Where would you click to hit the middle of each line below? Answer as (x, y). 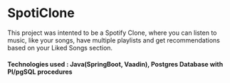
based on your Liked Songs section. (60, 48)
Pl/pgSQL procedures (40, 72)
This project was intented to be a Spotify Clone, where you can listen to (112, 33)
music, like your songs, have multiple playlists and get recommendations (114, 40)
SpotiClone (41, 13)
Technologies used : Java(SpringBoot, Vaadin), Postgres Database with (115, 64)
